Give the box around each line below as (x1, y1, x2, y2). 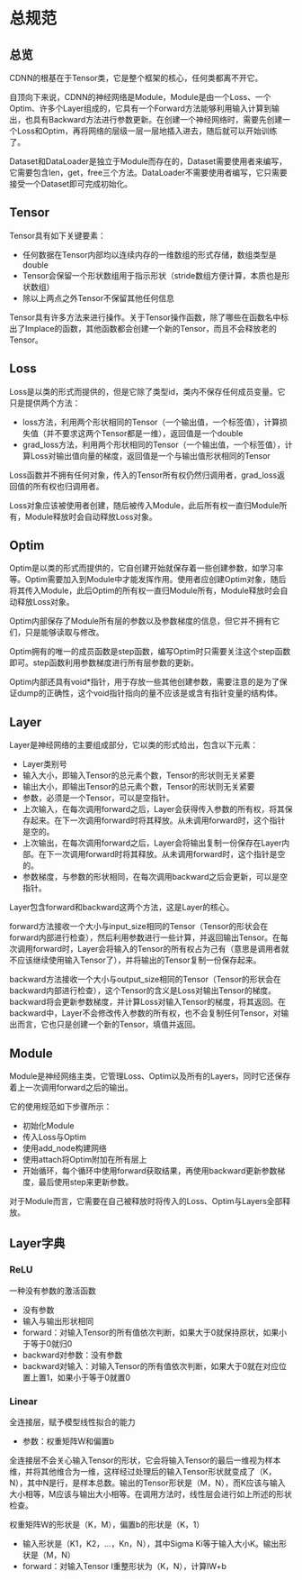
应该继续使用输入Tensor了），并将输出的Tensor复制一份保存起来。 (16, 954, 262, 965)
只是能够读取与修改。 (24, 627, 104, 638)
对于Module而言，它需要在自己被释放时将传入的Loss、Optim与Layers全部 (9, 1196, 283, 1207)
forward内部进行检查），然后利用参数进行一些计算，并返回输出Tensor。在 (9, 932, 280, 943)
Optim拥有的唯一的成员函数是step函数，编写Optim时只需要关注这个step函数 (9, 646, 291, 657)
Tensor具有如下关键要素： (9, 230, 106, 241)
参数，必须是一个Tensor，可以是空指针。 (22, 792, 175, 803)
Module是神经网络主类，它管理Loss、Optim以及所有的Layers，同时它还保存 (9, 1071, 291, 1082)
